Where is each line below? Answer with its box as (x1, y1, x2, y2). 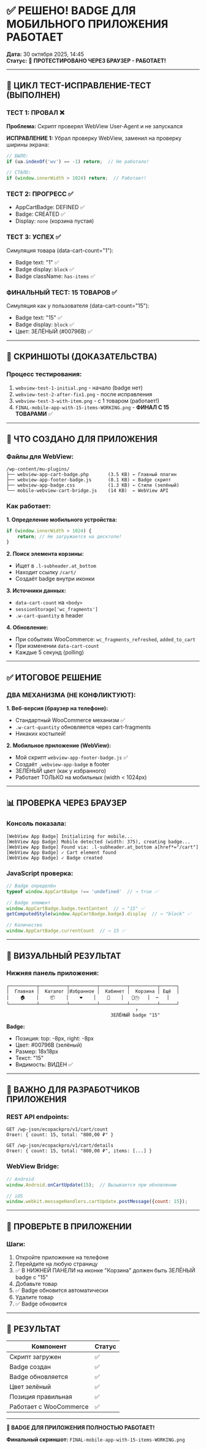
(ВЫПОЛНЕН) (6, 90, 61, 101)
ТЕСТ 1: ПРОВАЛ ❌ (6, 109, 65, 117)
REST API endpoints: (6, 1113, 69, 1121)
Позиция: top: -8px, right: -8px (15, 1034, 94, 1042)
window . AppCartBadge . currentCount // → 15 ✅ (6, 928, 126, 934)
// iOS (6, 1193, 23, 1199)
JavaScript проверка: (6, 869, 74, 877)
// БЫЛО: (6, 153, 29, 159)
